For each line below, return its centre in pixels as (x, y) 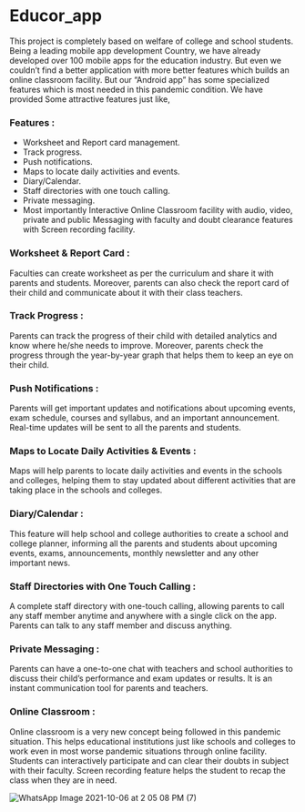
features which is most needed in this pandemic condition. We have (137, 89)
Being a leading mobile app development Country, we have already (135, 50)
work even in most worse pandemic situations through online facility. (138, 751)
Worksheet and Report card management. (101, 143)
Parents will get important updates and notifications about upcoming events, (152, 408)
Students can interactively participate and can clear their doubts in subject (149, 760)
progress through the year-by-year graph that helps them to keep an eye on (152, 355)
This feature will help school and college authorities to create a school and (149, 533)
